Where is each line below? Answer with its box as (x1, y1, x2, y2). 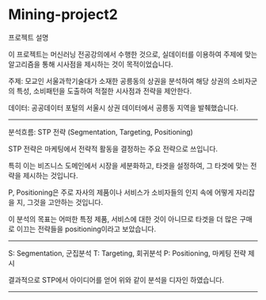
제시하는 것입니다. (22, 170, 78, 180)
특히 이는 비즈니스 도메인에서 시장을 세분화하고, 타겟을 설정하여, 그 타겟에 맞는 (8, 161, 249, 170)
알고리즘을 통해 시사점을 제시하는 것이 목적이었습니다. (8, 59, 173, 69)
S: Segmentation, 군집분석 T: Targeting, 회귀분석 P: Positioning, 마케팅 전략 (8, 248, 247, 258)
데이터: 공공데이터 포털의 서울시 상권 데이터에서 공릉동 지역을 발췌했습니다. (8, 103, 239, 112)
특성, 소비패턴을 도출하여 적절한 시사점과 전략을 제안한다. (16, 85, 192, 96)
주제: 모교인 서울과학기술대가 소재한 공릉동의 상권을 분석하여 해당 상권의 (8, 76, 230, 85)
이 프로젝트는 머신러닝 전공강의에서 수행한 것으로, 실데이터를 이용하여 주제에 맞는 (8, 49, 258, 59)
